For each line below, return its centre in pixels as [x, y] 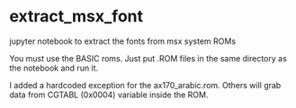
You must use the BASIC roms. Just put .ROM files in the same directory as [148, 58]
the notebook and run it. [54, 68]
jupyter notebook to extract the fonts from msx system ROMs [123, 41]
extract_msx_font [76, 17]
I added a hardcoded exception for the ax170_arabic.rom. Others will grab [145, 85]
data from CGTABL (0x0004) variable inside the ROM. [109, 95]
